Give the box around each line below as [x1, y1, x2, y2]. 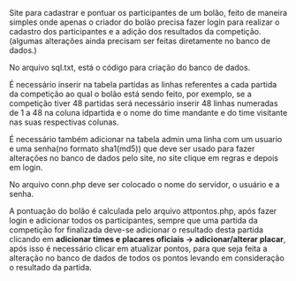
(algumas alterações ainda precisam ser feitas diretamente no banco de [9, 35, 271, 46]
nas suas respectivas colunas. [9, 117, 119, 127]
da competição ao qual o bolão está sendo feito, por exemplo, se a [9, 88, 252, 99]
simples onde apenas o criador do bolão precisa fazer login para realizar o [9, 17, 280, 27]
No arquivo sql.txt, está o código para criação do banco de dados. [9, 62, 251, 72]
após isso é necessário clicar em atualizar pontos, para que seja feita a [9, 243, 268, 254]
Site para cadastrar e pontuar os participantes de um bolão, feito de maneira [9, 8, 288, 18]
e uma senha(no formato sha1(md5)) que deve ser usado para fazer [9, 143, 255, 154]
